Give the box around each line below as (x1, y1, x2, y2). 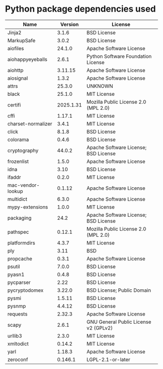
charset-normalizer (7, 120, 52, 127)
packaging (7, 214, 32, 221)
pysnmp (7, 302, 26, 309)
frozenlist (7, 158, 29, 165)
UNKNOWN (86, 83, 113, 89)
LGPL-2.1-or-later (86, 356, 130, 363)
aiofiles (7, 45, 24, 52)
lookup (7, 188, 23, 194)
